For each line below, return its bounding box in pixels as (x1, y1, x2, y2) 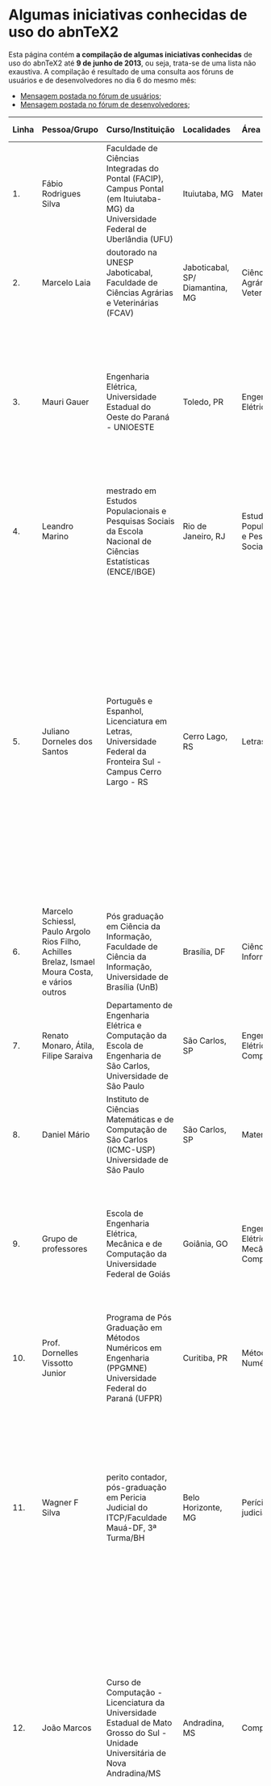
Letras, (106, 725, 133, 737)
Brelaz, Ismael (41, 956, 95, 967)
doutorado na (106, 247, 157, 258)
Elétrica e (106, 1020, 143, 1031)
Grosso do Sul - (106, 1727, 168, 1738)
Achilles (41, 946, 73, 957)
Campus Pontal (106, 183, 165, 194)
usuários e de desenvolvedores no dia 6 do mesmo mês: (8, 75, 197, 85)
